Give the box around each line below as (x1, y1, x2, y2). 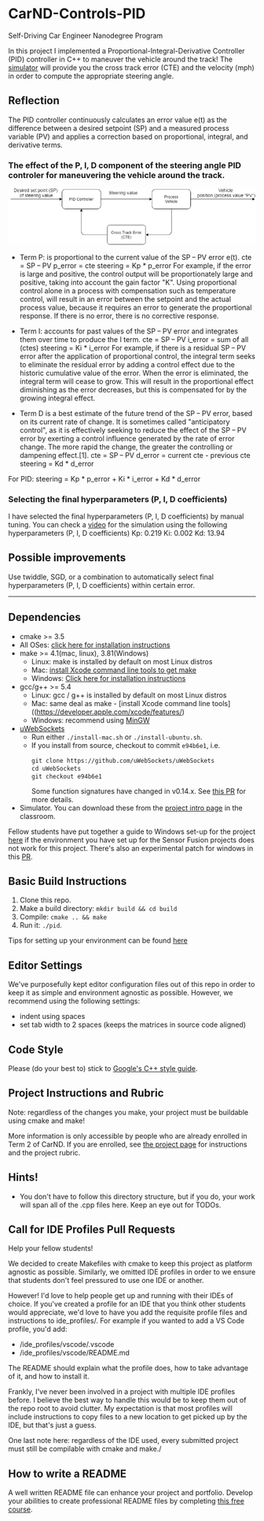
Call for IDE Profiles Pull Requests (8, 1222, 175, 1236)
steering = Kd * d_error (19, 459, 94, 468)
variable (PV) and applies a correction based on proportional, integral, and (8, 132, 249, 141)
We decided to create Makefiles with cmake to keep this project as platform (8, 1259, 253, 1269)
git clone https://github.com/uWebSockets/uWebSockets (31, 757, 214, 764)
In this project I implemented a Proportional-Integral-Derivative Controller (8, 46, 245, 55)
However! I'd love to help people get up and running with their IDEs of (8, 1291, 233, 1300)
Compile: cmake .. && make (19, 912, 108, 922)
